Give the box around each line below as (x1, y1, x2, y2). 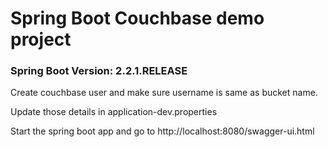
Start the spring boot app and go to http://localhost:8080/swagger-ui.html (10, 125, 315, 137)
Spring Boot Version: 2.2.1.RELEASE (10, 64, 188, 78)
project (10, 28, 72, 51)
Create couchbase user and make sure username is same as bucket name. (10, 87, 318, 99)
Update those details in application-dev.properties (10, 106, 218, 118)
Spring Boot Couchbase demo (10, 7, 265, 30)
